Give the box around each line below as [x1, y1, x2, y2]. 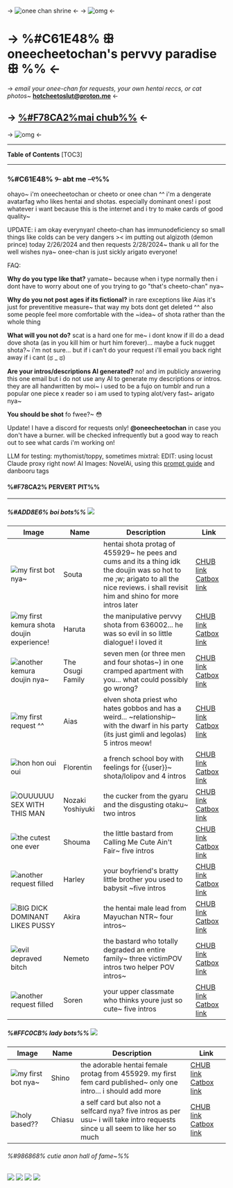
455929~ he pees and [103, 548, 178, 558]
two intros [103, 808, 137, 818]
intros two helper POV [103, 963, 175, 973]
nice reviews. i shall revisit [103, 583, 189, 592]
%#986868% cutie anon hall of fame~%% [7, 1151, 130, 1160]
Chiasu [51, 1115, 74, 1125]
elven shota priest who [103, 695, 178, 705]
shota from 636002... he [103, 620, 184, 630]
